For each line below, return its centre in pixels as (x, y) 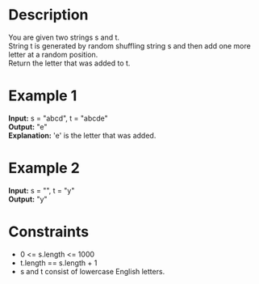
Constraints (49, 231)
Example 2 (44, 168)
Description (48, 15)
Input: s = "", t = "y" (42, 190)
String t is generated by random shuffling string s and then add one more (130, 45)
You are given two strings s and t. (64, 37)
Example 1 (43, 96)
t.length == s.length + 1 (58, 263)
